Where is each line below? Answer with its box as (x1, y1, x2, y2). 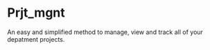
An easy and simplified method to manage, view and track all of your (7, 28, 203, 36)
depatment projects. (7, 35, 65, 43)
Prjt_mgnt (7, 5, 66, 21)
